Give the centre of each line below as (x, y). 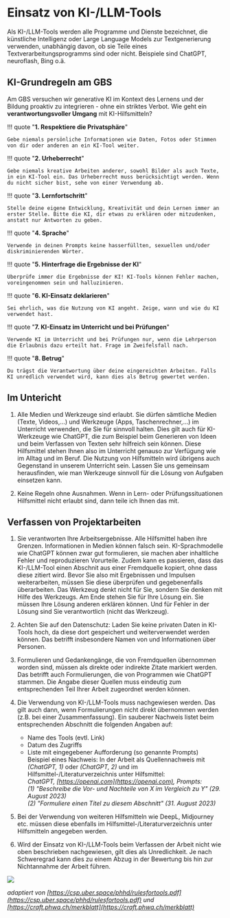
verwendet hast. (30, 314)
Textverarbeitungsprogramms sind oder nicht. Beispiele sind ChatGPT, (107, 54)
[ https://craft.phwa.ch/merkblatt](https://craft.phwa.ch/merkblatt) (101, 907)
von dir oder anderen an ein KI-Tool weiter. (73, 146)
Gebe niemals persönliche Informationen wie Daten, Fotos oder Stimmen (112, 139)
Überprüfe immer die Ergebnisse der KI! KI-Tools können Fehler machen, (113, 277)
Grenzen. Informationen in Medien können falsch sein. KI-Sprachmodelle (120, 546)
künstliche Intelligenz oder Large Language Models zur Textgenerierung (109, 38)
